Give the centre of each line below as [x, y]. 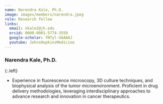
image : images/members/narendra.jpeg [44, 14]
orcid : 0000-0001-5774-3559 [39, 33]
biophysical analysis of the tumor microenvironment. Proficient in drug [85, 86]
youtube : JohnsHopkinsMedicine [42, 42]
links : [12, 24]
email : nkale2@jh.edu [32, 28]
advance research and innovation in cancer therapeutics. [71, 96]
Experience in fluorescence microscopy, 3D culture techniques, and [82, 80]
